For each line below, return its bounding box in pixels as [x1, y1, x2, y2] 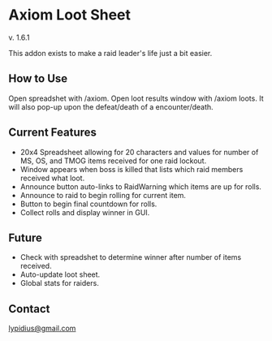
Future [8, 231, 43, 244]
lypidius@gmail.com [8, 323, 76, 334]
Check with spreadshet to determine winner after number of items [19, 253, 242, 262]
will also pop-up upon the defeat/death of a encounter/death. [8, 101, 214, 111]
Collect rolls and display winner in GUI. [19, 207, 150, 217]
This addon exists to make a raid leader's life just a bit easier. [8, 48, 213, 58]
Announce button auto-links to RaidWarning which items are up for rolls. [19, 181, 262, 192]
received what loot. [19, 173, 85, 183]
